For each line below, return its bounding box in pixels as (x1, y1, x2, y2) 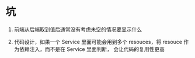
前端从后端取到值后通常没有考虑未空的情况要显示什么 (13, 26, 142, 33)
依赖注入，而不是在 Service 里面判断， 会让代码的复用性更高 (19, 45, 165, 53)
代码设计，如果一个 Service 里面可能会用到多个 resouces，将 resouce (13, 38, 182, 45)
